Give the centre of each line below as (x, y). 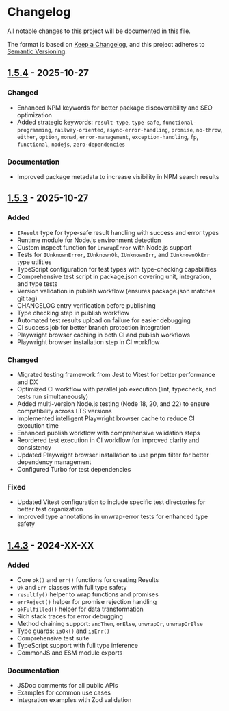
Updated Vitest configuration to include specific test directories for (111, 502)
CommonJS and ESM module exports (70, 653)
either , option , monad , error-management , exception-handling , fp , (108, 136)
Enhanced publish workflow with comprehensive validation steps (108, 433)
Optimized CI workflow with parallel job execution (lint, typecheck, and (117, 389)
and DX (27, 382)
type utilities (34, 262)
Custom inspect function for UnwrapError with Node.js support (104, 247)
